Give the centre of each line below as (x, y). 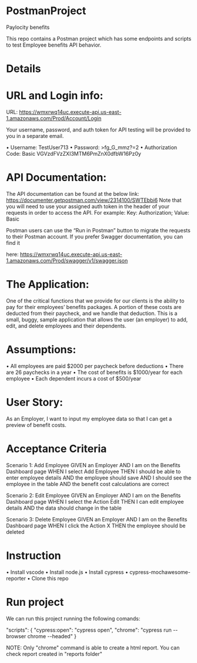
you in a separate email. (35, 136)
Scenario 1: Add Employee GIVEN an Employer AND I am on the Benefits (93, 465)
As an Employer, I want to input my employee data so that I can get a (89, 419)
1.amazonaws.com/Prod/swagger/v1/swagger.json (67, 260)
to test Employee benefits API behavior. (54, 45)
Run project (35, 602)
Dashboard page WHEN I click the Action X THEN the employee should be (96, 526)
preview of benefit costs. (36, 425)
